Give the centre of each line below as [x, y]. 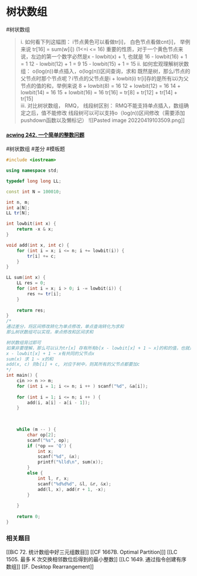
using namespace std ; [33, 171]
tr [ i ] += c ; [42, 256]
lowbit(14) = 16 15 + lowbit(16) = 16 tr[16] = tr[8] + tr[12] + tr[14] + [99, 92]
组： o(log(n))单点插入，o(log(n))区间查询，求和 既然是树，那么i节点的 [105, 71]
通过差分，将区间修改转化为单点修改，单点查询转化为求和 [65, 327]
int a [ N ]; [18, 208]
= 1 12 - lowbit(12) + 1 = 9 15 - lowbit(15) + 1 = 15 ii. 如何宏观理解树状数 [105, 64]
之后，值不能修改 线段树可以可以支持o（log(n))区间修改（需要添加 [106, 113]
